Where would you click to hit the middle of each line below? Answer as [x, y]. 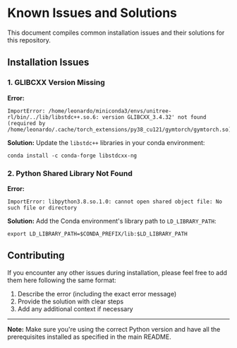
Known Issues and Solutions [92, 13]
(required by [26, 123]
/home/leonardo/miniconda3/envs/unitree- [110, 111]
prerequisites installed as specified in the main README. [89, 337]
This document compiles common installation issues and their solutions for [116, 33]
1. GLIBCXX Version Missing [56, 83]
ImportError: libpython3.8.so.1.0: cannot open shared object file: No [115, 202]
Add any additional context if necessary [75, 308]
